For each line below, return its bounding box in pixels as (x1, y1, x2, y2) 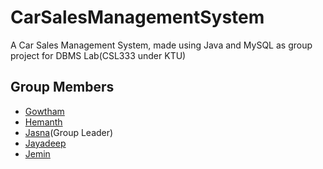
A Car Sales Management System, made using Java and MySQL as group (10, 39, 313, 51)
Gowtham (24, 105, 65, 117)
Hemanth (24, 116, 63, 128)
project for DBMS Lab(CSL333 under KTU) (10, 49, 187, 61)
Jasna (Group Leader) (24, 126, 114, 138)
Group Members (10, 79, 115, 96)
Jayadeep (24, 137, 67, 149)
